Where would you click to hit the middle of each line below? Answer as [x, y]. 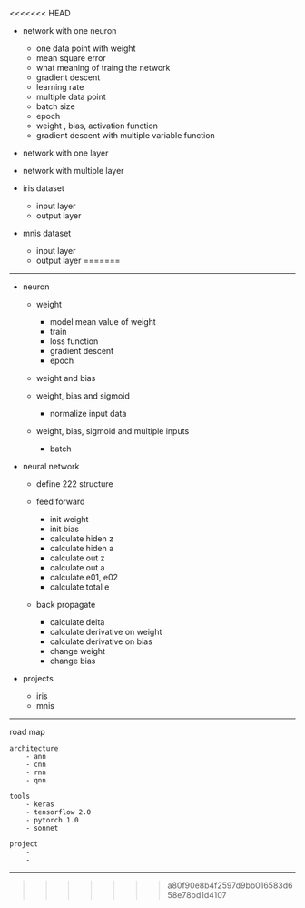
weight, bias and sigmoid [83, 396]
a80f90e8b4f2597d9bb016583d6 [230, 885]
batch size [55, 106]
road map [27, 732]
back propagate [66, 605]
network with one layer [65, 153]
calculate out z [77, 558]
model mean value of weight [103, 322]
